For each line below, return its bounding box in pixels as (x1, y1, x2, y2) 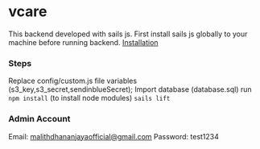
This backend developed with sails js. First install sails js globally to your (8, 29, 248, 39)
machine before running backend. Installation (8, 37, 159, 47)
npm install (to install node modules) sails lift (8, 93, 171, 103)
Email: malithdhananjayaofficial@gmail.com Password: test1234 (8, 131, 220, 141)
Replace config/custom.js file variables (8, 76, 138, 86)
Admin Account (8, 114, 71, 125)
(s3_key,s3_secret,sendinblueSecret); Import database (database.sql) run (8, 85, 252, 94)
